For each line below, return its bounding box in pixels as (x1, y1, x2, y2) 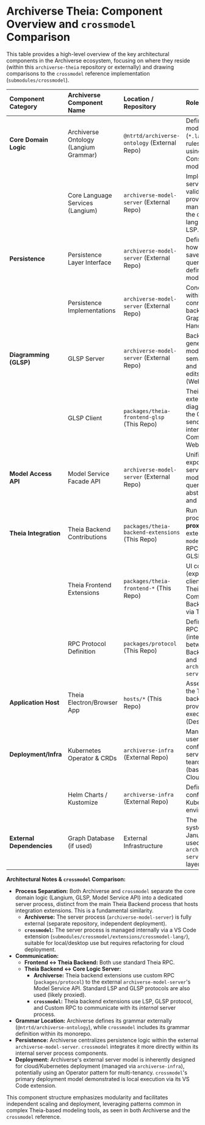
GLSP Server (68, 354, 105, 362)
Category (9, 102, 38, 110)
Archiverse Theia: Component (6, 4, 163, 18)
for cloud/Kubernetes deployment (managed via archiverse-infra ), (15, 1062, 185, 1069)
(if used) (68, 841, 93, 850)
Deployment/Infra (9, 750, 62, 758)
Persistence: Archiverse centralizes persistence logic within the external (15, 1036, 198, 1044)
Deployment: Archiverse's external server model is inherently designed (15, 1055, 195, 1063)
